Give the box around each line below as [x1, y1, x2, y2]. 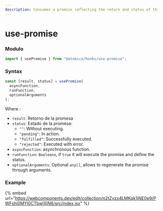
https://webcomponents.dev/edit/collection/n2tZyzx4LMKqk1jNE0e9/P [15, 195, 156, 201]
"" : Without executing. [19, 125, 64, 131]
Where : [5, 105, 21, 112]
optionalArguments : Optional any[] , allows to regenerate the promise [12, 161, 149, 168]
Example [5, 179, 26, 186]
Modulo [5, 45, 24, 52]
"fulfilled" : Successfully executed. [19, 136, 93, 141]
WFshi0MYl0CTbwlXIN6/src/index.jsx [5, 200, 81, 206]
